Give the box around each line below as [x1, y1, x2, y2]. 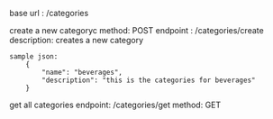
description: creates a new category [9, 35, 144, 45]
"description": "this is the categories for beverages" [41, 76, 256, 85]
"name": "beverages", [41, 68, 123, 77]
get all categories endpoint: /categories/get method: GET [9, 99, 222, 110]
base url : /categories [9, 8, 89, 18]
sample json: [9, 52, 59, 61]
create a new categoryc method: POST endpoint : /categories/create [9, 25, 264, 35]
